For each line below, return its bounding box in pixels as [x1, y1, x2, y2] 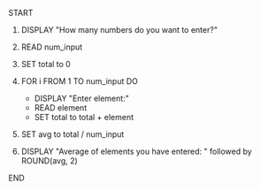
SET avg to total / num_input [20, 129, 125, 140]
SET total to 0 [20, 59, 72, 69]
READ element [34, 103, 88, 113]
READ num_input [20, 42, 83, 52]
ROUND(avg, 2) [20, 156, 79, 166]
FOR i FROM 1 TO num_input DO [20, 76, 139, 87]
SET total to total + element [34, 112, 134, 122]
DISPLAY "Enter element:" [34, 93, 129, 103]
